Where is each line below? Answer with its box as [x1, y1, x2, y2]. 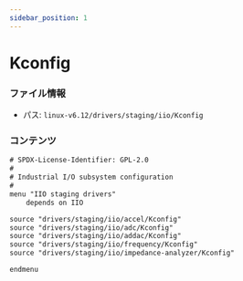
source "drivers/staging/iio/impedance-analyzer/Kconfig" [9, 248, 235, 258]
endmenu [9, 265, 39, 275]
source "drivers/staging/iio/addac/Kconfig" [9, 232, 182, 241]
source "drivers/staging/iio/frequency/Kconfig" [9, 240, 198, 249]
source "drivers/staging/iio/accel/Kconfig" [9, 214, 182, 224]
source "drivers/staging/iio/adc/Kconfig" [9, 223, 174, 233]
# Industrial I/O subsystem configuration [9, 172, 174, 182]
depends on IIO [26, 198, 84, 207]
